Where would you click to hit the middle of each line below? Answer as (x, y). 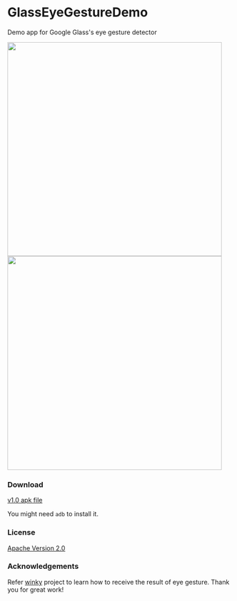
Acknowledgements (43, 566)
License (21, 533)
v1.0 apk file (25, 500)
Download (26, 484)
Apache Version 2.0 (36, 548)
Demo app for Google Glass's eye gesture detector (82, 32)
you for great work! (36, 590)
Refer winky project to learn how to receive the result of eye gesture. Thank (118, 582)
